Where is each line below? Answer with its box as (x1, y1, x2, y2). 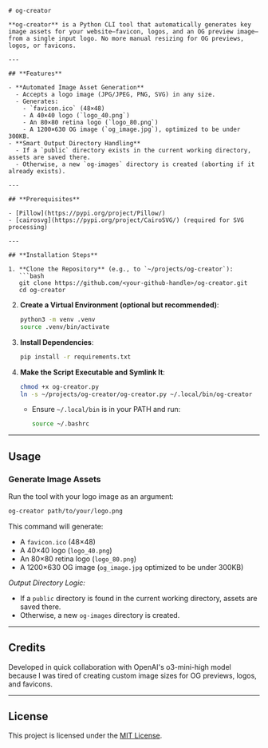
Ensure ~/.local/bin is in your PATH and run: (31, 405, 181, 414)
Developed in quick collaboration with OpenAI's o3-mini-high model (8, 662, 231, 671)
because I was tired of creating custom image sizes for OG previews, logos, (8, 671, 257, 680)
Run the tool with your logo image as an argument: (8, 491, 174, 501)
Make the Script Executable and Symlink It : (19, 367, 165, 377)
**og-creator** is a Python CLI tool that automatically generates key (8, 21, 251, 29)
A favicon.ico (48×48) (19, 536, 96, 546)
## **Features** (8, 69, 62, 77)
